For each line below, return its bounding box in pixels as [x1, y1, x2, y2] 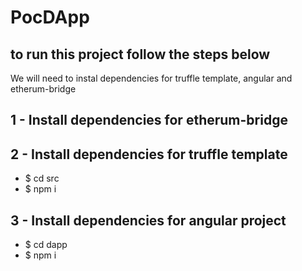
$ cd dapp [24, 239, 68, 251]
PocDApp [10, 6, 90, 29]
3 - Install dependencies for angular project [10, 212, 287, 229]
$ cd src [24, 172, 60, 185]
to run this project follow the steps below [10, 46, 271, 63]
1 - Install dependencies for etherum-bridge [10, 112, 288, 129]
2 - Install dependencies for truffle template [10, 146, 288, 163]
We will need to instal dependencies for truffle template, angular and [10, 72, 293, 84]
